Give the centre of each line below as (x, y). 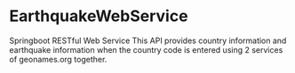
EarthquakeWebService (99, 16)
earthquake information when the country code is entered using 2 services (146, 49)
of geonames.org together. (58, 59)
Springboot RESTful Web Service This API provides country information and (148, 40)
